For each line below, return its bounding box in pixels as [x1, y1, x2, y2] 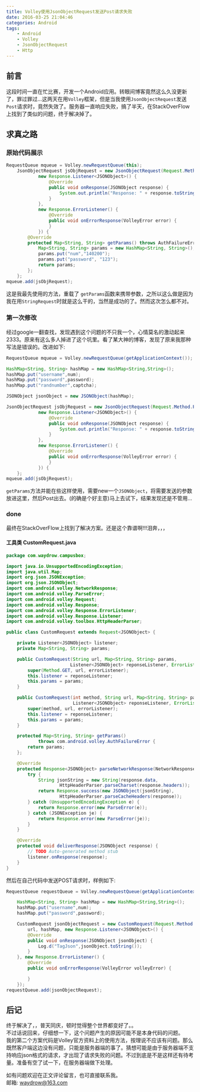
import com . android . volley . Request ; [6, 596, 97, 603]
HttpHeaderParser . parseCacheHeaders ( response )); [59, 793, 183, 800]
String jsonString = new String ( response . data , [37, 777, 159, 783]
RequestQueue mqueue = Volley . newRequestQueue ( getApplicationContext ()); [6, 355, 193, 361]
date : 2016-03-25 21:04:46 [6, 14, 73, 20]
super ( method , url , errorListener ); [27, 705, 118, 711]
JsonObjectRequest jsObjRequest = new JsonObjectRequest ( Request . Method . [6, 404, 193, 410]
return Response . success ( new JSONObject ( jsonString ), [37, 788, 174, 794]
